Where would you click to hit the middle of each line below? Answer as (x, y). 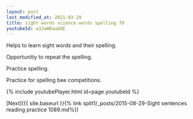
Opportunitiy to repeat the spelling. (49, 57)
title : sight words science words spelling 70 (65, 23)
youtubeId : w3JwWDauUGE (36, 28)
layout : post (22, 12)
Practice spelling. (28, 69)
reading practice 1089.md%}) (43, 110)
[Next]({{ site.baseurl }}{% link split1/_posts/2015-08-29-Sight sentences (97, 103)
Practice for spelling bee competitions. (54, 80)
